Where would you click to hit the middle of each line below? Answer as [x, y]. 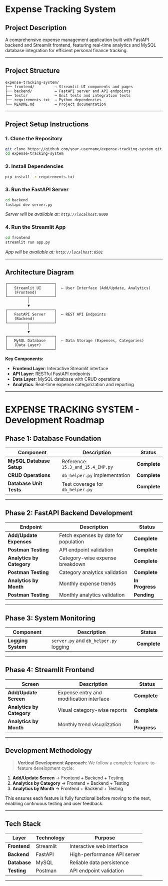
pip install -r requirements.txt [40, 177]
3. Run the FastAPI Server [37, 190]
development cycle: [53, 768]
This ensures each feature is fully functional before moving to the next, [78, 798]
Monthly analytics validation [92, 595]
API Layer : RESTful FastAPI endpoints [51, 374]
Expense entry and [80, 692]
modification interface [84, 699]
